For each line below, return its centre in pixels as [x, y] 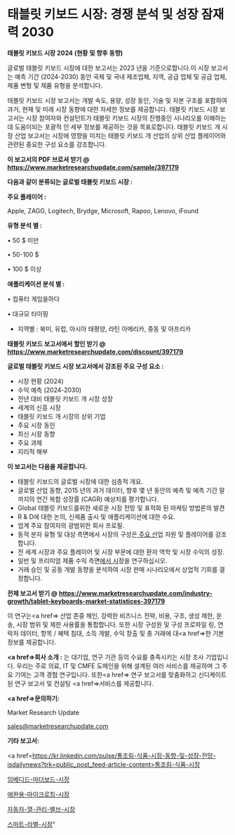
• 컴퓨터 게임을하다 [33, 299]
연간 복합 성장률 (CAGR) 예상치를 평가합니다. [98, 499]
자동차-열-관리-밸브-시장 [41, 809]
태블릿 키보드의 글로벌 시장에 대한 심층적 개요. [80, 481]
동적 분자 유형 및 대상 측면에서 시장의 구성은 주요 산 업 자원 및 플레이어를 [115, 534]
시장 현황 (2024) [41, 381]
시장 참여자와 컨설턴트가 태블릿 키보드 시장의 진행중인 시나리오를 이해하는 [126, 118]
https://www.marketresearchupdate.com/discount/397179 [95, 351]
